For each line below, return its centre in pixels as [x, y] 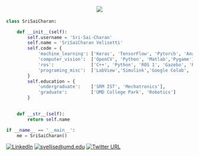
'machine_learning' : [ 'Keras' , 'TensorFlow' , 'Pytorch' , [110, 54]
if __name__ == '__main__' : [41, 130]
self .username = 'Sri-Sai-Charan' [70, 37]
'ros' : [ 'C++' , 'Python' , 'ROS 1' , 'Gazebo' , [112, 65]
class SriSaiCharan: [32, 21]
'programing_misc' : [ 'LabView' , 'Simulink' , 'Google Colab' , [113, 70]
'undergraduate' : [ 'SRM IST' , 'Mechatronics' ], [102, 87]
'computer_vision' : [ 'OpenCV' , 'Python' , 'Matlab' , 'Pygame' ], [117, 60]
